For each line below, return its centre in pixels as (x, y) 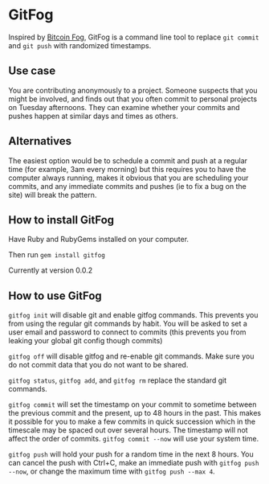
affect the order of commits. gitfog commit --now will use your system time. (134, 439)
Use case (32, 71)
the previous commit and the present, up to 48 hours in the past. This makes (135, 413)
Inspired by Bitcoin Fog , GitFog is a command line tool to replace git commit (134, 37)
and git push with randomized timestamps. (80, 45)
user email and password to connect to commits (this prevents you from (127, 332)
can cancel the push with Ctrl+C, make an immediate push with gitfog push (134, 463)
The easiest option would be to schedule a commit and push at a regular (128, 160)
